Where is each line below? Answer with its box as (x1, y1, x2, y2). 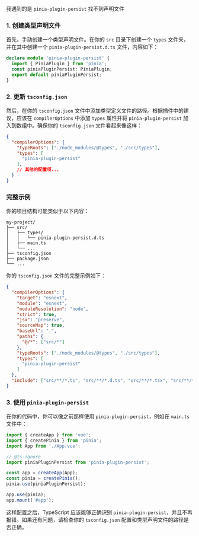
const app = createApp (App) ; (6, 470, 78, 476)
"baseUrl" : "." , (17, 328, 57, 334)
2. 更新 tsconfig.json (6, 92, 68, 101)
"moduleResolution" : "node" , (17, 306, 89, 312)
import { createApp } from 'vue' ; (6, 432, 92, 438)
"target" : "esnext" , (17, 295, 68, 301)
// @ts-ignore (6, 454, 41, 460)
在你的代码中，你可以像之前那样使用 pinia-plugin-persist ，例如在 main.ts (6, 413, 190, 420)
